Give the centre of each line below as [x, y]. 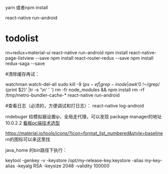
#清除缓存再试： [23, 74]
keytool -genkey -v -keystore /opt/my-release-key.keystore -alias [75, 160]
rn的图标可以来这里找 [28, 139]
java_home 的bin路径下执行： [36, 150]
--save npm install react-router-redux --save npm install [94, 58]
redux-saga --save [25, 63]
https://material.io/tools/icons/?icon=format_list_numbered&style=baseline [84, 133]
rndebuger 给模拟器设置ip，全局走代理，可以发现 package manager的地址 [84, 116]
